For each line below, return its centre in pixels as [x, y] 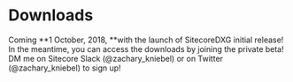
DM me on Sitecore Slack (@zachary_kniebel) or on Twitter [116, 58]
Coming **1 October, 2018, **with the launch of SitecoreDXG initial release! [146, 40]
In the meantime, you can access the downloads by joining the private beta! [146, 48]
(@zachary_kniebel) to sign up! [65, 68]
